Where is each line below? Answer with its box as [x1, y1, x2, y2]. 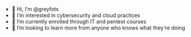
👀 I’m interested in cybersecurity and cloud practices [11, 12, 140, 19]
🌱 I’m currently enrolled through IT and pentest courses [11, 18, 146, 25]
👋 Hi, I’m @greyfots [11, 6, 59, 12]
